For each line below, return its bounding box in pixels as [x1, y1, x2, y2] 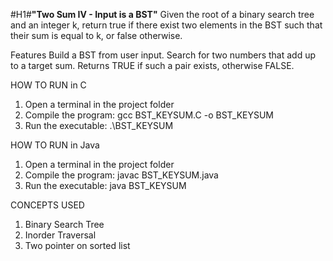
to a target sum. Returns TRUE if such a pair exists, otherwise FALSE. [10, 60, 295, 71]
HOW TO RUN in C [10, 79, 87, 91]
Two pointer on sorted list [24, 240, 131, 251]
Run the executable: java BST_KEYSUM [24, 180, 187, 191]
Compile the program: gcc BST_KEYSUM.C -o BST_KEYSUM [24, 109, 275, 121]
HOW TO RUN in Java [10, 139, 100, 151]
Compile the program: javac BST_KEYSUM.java [24, 169, 219, 181]
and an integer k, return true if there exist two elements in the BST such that [10, 19, 323, 31]
